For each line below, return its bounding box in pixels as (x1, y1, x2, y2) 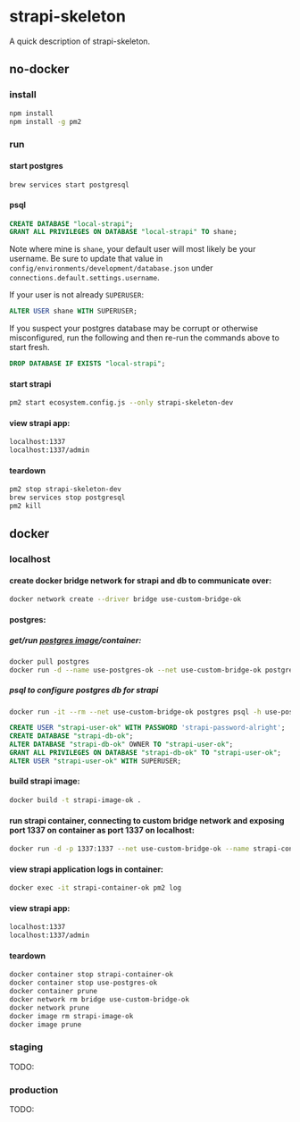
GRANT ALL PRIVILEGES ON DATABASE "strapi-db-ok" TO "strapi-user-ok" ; (9, 749, 281, 758)
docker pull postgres (9, 657, 90, 666)
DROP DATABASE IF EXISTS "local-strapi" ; (9, 359, 166, 368)
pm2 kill (9, 502, 42, 511)
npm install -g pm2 (9, 117, 82, 126)
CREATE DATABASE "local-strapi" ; (9, 219, 134, 229)
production (9, 1084, 59, 1096)
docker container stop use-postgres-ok (9, 978, 158, 988)
